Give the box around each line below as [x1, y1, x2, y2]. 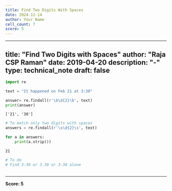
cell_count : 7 [5, 21, 36, 27]
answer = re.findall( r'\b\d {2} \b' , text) [5, 98, 93, 103]
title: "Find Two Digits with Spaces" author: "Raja [5, 50, 166, 59]
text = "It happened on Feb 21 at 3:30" [5, 89, 93, 94]
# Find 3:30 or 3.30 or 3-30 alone [5, 162, 81, 167]
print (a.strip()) [14, 140, 52, 145]
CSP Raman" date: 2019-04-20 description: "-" [5, 58, 160, 67]
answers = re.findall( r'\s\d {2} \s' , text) [5, 125, 97, 130]
